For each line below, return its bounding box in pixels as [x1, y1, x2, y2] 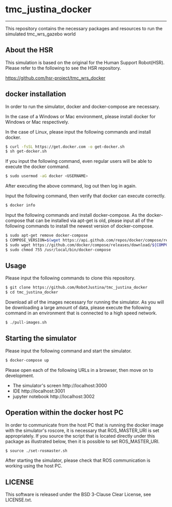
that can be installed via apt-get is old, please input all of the [26, 217, 154, 224]
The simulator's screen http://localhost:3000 [12, 382, 107, 388]
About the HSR [5, 46, 54, 54]
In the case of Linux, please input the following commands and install [5, 128, 151, 135]
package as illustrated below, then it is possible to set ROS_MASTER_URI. [5, 438, 160, 444]
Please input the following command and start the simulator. [5, 348, 132, 354]
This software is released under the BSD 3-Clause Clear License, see [5, 492, 152, 498]
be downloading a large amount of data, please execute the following [5, 305, 151, 311]
